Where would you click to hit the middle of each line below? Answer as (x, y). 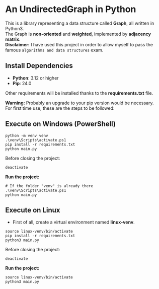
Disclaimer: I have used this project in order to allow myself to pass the (79, 44)
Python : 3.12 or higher (35, 78)
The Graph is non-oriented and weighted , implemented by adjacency (78, 34)
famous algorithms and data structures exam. (54, 50)
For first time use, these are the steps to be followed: (60, 108)
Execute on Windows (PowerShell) (60, 124)
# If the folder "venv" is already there (49, 186)
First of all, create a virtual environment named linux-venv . (73, 222)
